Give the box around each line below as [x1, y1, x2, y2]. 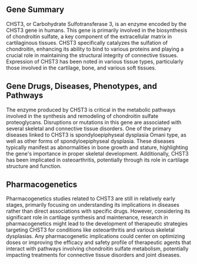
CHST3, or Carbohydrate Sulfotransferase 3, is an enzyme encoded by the [6, 20, 187, 27]
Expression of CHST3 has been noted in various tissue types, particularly [6, 58, 184, 65]
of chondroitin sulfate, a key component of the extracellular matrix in [6, 32, 172, 40]
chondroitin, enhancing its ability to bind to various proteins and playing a [6, 45, 184, 52]
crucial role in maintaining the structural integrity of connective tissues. [6, 51, 178, 58]
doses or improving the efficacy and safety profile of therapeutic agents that [6, 239, 191, 246]
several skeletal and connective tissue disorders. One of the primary [6, 125, 172, 132]
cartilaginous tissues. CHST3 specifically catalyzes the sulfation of [6, 39, 168, 46]
